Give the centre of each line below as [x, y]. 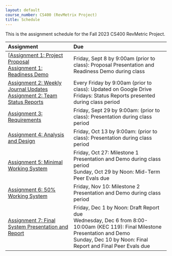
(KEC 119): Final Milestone [129, 227]
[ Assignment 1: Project [35, 55]
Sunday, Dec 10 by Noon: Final [111, 240]
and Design [21, 141]
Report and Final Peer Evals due [112, 246]
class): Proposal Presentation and [114, 65]
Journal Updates [28, 89]
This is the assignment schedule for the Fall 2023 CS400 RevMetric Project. [85, 34]
